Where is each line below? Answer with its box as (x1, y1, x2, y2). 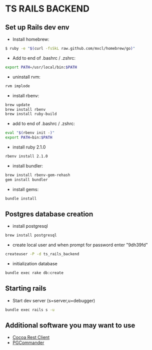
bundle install (5, 196, 37, 201)
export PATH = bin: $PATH (5, 135, 52, 140)
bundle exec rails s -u (5, 307, 55, 312)
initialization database (12, 261, 57, 267)
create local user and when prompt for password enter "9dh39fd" (12, 242, 148, 248)
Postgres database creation (5, 210, 93, 218)
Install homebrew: (12, 36, 49, 42)
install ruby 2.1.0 (12, 144, 46, 150)
